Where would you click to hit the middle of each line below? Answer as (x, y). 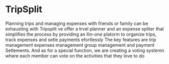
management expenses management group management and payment (80, 45)
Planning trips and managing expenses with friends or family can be (77, 23)
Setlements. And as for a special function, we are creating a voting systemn (85, 50)
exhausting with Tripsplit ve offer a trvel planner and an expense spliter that (85, 28)
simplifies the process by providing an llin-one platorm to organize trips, (81, 34)
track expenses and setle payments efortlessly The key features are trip (81, 40)
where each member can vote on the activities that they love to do (75, 56)
